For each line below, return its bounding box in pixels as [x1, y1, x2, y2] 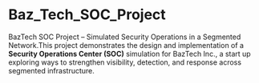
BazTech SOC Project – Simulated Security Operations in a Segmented [8, 32, 241, 41]
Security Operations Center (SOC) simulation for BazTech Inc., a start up [8, 49, 251, 58]
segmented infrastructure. [8, 65, 95, 75]
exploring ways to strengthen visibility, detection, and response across [8, 57, 242, 67]
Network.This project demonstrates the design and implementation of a [8, 40, 245, 49]
